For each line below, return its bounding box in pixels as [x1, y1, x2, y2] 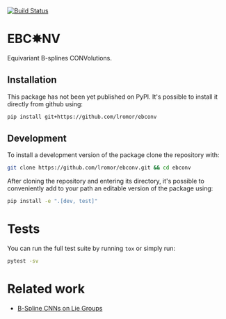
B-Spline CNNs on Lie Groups [17, 304, 103, 312]
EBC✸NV [7, 31, 60, 47]
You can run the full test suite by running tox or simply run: [7, 244, 176, 253]
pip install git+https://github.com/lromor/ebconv [7, 113, 157, 120]
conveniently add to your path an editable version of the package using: [7, 184, 213, 193]
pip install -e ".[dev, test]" [7, 198, 98, 205]
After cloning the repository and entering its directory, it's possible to [7, 177, 205, 186]
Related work [7, 281, 86, 297]
